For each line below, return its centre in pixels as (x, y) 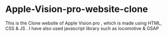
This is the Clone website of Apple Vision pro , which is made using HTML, (84, 23)
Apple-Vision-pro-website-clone (77, 9)
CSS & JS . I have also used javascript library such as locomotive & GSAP (82, 28)
